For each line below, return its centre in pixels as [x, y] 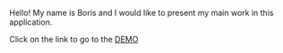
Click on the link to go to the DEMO [74, 39]
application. [31, 22]
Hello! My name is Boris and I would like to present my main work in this [141, 13]
